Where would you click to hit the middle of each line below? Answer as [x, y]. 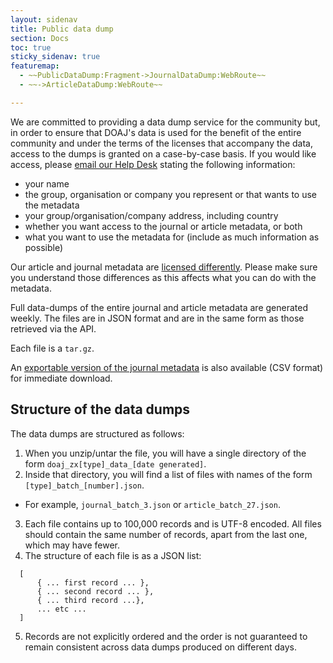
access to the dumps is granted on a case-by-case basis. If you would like [163, 153]
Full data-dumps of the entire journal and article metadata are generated [159, 307]
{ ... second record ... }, [95, 591]
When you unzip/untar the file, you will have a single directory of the [165, 453]
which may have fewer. [72, 545]
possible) [44, 247]
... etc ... [61, 609]
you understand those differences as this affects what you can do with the [163, 277]
